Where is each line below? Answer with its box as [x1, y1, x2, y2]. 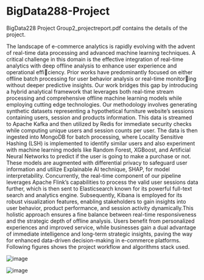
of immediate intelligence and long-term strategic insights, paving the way [6, 230, 193, 237]
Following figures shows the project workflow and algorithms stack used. [6, 243, 190, 250]
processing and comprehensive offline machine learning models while [6, 94, 183, 102]
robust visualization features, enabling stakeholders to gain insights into [6, 198, 186, 205]
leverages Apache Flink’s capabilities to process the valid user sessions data [6, 178, 199, 186]
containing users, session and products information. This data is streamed [6, 114, 192, 121]
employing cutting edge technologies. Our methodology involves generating [6, 100, 197, 108]
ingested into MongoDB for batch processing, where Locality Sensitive [6, 133, 184, 141]
